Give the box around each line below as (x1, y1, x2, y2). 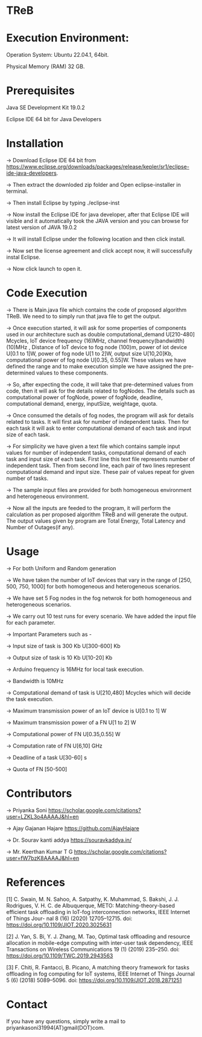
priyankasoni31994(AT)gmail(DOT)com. (6, 1024, 105, 1031)
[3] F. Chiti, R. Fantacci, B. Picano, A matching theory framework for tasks (6, 963, 190, 971)
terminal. (6, 188, 28, 195)
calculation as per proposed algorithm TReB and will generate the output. (6, 511, 188, 518)
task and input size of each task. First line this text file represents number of (6, 455, 195, 462)
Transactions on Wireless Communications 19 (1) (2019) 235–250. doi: (6, 945, 180, 953)
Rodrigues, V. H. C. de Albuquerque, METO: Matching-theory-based (6, 902, 175, 909)
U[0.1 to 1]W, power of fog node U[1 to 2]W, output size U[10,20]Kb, (6, 350, 173, 357)
